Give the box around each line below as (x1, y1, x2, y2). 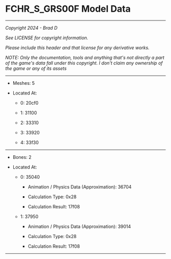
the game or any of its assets (5, 65, 67, 72)
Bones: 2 (12, 154, 32, 160)
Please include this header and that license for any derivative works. (5, 44, 150, 51)
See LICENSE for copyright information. (5, 34, 89, 41)
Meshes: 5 (12, 80, 35, 86)
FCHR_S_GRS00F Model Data (5, 3, 131, 15)
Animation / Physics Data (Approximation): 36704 (27, 183, 132, 190)
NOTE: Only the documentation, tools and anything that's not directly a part (5, 54, 164, 60)
